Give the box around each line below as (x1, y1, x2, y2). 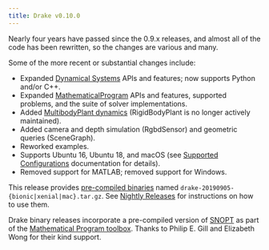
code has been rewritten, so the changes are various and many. (8, 42, 219, 52)
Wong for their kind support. (8, 232, 102, 241)
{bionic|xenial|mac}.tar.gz (8, 192, 102, 200)
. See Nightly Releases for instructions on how (101, 191, 254, 200)
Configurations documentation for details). (19, 158, 161, 168)
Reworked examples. (19, 141, 90, 151)
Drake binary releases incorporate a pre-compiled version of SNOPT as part (8, 215, 259, 224)
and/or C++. (19, 82, 61, 91)
